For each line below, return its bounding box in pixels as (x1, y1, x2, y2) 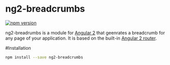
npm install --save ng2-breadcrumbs (5, 54, 83, 60)
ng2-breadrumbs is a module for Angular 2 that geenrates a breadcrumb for (5, 29, 165, 36)
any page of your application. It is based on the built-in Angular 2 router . (5, 35, 157, 41)
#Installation (5, 45, 32, 51)
